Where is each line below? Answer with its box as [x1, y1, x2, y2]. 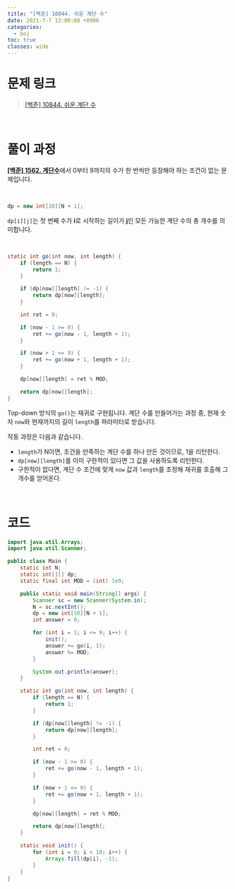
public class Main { [7, 558, 68, 565]
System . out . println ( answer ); [32, 668, 119, 675]
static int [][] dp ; [20, 571, 78, 579]
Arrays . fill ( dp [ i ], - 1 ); [44, 855, 119, 862]
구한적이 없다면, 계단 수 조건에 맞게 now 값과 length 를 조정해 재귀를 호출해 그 [17, 465, 229, 473]
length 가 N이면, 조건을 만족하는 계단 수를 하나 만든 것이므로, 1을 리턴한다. [17, 447, 221, 456]
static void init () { [20, 842, 83, 849]
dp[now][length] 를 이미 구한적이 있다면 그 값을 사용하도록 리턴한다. [17, 456, 205, 464]
